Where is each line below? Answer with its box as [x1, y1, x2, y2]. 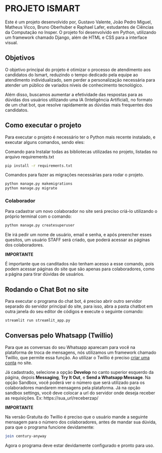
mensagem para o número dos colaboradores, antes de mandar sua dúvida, [5, 419, 157, 425]
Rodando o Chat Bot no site [5, 285, 89, 294]
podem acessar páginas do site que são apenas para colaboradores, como [5, 266, 155, 272]
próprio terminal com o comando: [5, 213, 72, 219]
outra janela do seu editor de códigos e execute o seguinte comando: [5, 309, 144, 314]
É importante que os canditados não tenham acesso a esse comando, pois [5, 261, 154, 267]
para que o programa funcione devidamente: [5, 424, 95, 430]
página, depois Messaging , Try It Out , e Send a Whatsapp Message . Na [5, 374, 151, 380]
